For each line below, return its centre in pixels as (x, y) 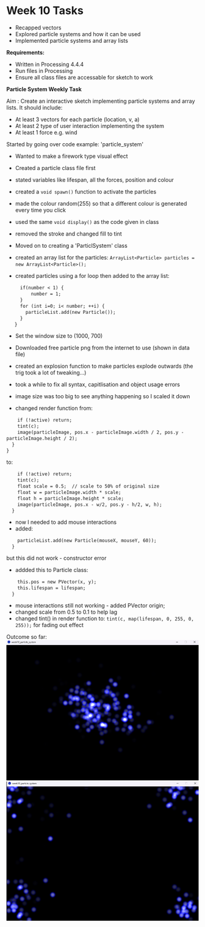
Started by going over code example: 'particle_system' (75, 144)
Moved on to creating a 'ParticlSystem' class (71, 245)
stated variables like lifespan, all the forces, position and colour (94, 180)
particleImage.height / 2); (42, 438)
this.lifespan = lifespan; (52, 588)
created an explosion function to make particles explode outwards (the (104, 366)
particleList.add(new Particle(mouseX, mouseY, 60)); (87, 540)
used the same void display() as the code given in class (87, 222)
